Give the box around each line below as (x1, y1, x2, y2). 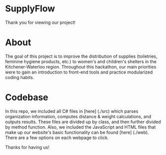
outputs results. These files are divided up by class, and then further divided (5, 119, 161, 125)
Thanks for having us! (5, 144, 50, 150)
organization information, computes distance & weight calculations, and (5, 113, 152, 119)
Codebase (5, 92, 49, 103)
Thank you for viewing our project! (5, 19, 76, 25)
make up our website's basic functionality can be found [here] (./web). (5, 129, 149, 135)
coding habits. (5, 74, 35, 80)
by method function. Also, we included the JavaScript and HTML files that (5, 124, 156, 130)
